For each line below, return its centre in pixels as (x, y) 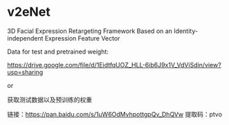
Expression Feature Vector (82, 38)
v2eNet (29, 12)
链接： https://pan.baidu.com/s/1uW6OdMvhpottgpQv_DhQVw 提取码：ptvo (115, 114)
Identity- (186, 31)
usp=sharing (25, 72)
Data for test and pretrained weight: (58, 52)
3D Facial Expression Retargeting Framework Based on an (90, 31)
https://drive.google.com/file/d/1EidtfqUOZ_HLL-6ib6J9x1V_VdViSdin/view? (114, 65)
